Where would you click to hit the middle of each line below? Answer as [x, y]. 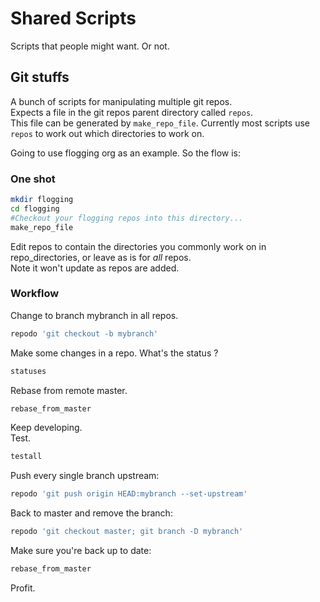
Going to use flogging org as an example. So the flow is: [126, 153]
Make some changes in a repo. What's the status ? [114, 353]
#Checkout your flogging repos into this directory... [127, 218]
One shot [33, 179]
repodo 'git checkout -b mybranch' [84, 333]
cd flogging [35, 208]
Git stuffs [40, 77]
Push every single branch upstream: [85, 476]
